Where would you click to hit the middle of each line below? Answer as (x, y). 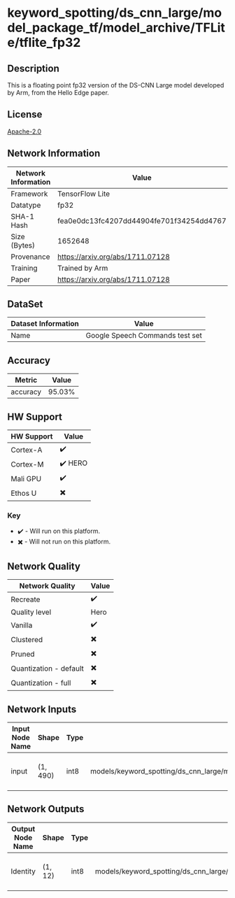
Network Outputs (46, 809)
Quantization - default (47, 668)
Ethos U (24, 493)
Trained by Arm (83, 268)
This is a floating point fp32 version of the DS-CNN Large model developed (116, 85)
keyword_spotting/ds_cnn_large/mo (115, 13)
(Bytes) (23, 245)
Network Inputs (42, 709)
